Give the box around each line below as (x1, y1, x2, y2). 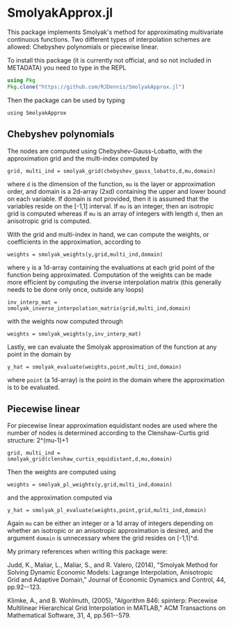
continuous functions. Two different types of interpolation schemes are (7, 35, 211, 43)
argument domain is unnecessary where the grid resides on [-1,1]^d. (7, 534, 200, 543)
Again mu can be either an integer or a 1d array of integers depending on (7, 519, 214, 527)
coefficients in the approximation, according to (7, 238, 141, 246)
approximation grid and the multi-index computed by (7, 154, 159, 163)
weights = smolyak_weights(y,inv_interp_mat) (7, 330, 141, 338)
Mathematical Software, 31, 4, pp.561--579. (7, 611, 131, 620)
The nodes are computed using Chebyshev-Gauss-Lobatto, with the (7, 147, 203, 155)
